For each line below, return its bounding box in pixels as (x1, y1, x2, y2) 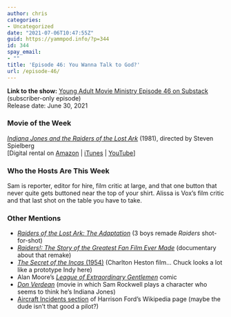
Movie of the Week (7, 119, 72, 128)
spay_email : (7, 49, 41, 56)
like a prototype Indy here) (17, 266, 93, 274)
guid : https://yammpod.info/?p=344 (7, 36, 110, 43)
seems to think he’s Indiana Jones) (17, 287, 116, 296)
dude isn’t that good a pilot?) (17, 303, 99, 311)
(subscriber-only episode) (7, 94, 81, 102)
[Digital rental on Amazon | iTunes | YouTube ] (7, 149, 136, 157)
